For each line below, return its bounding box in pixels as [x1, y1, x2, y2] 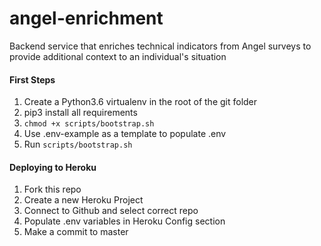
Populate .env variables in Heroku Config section [23, 215, 226, 227]
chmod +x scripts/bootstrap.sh [23, 119, 155, 129]
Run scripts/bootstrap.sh [23, 138, 133, 151]
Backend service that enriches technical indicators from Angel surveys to [9, 40, 312, 52]
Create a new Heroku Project [23, 194, 144, 206]
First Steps [9, 73, 56, 86]
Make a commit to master [23, 226, 129, 238]
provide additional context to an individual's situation [9, 50, 227, 62]
